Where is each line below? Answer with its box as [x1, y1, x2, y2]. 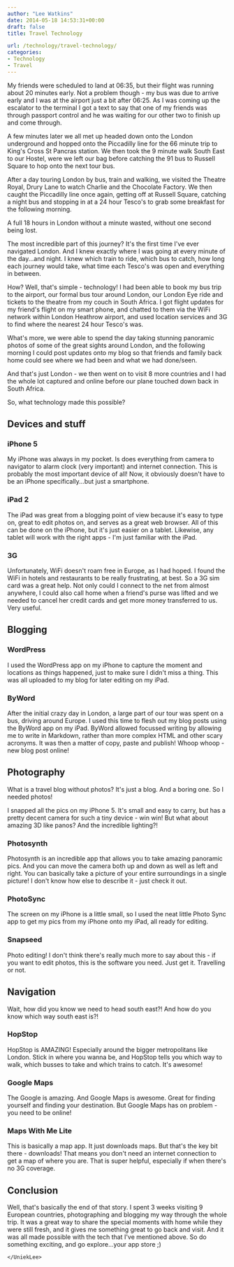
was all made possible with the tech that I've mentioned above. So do [7, 1233, 207, 1241]
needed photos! [7, 792, 53, 801]
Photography [7, 766, 66, 778]
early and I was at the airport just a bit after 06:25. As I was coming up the [7, 96, 221, 104]
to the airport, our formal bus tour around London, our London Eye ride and [7, 290, 224, 298]
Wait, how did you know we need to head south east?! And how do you [7, 1004, 212, 1013]
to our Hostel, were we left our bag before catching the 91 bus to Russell [7, 154, 215, 162]
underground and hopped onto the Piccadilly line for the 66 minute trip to [7, 139, 218, 148]
